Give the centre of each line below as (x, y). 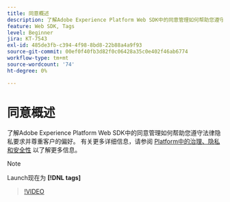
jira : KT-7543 (27, 39)
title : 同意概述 (28, 13)
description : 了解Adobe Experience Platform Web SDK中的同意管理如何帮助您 (111, 20)
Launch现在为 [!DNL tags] (44, 178)
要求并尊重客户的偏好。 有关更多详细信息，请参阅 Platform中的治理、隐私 (116, 142)
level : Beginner (30, 33)
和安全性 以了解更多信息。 (44, 150)
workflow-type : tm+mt (38, 58)
